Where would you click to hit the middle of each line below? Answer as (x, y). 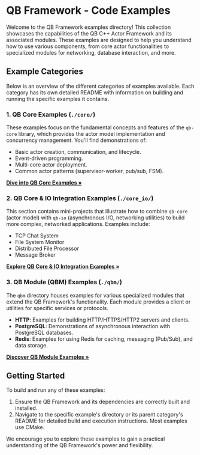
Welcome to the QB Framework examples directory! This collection (89, 27)
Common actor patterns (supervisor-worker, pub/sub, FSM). (89, 171)
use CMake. (30, 427)
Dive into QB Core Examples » (44, 183)
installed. (26, 408)
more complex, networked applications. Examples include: (78, 224)
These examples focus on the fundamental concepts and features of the (95, 127)
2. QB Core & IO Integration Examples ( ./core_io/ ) (80, 198)
